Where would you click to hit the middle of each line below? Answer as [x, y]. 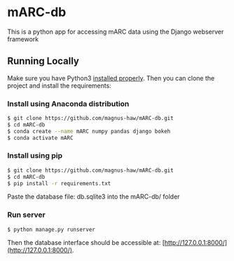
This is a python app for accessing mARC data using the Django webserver [116, 32]
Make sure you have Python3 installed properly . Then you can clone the [111, 78]
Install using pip [35, 156]
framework [23, 39]
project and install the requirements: [60, 86]
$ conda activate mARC [40, 138]
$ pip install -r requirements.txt [59, 183]
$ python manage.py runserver [51, 229]
